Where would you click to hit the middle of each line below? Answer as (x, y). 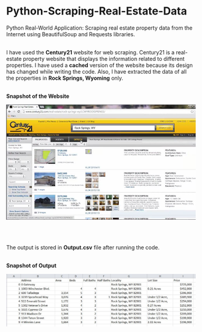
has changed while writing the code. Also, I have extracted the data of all (96, 71)
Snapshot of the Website (38, 96)
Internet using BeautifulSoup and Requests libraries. (71, 34)
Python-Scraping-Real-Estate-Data (97, 11)
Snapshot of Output (32, 265)
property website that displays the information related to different (104, 59)
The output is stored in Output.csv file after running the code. (83, 247)
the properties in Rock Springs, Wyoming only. (65, 78)
